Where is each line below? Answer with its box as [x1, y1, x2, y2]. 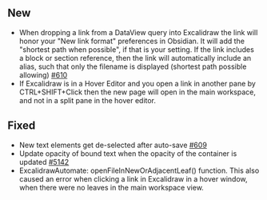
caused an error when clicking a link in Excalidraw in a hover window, [18, 174, 248, 183]
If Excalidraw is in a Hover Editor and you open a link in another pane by [18, 78, 257, 88]
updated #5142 [18, 157, 70, 166]
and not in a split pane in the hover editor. [18, 95, 157, 105]
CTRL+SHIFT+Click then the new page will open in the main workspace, [18, 87, 257, 97]
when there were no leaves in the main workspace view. [18, 182, 205, 192]
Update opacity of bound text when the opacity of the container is [18, 148, 237, 158]
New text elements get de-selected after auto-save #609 [18, 140, 207, 150]
